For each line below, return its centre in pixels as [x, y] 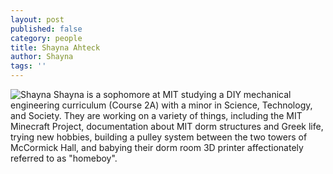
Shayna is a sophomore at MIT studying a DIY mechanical [172, 94]
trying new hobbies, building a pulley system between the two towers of [159, 137]
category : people [46, 38]
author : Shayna [42, 57]
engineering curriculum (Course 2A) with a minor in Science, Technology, [161, 105]
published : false [46, 29]
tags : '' [28, 66]
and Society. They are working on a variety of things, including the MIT [156, 115]
